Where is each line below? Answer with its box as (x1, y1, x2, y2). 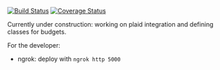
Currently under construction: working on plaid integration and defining (7, 20, 214, 28)
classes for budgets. (7, 28, 67, 36)
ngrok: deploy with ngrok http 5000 (17, 55, 121, 63)
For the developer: (7, 41, 61, 49)
